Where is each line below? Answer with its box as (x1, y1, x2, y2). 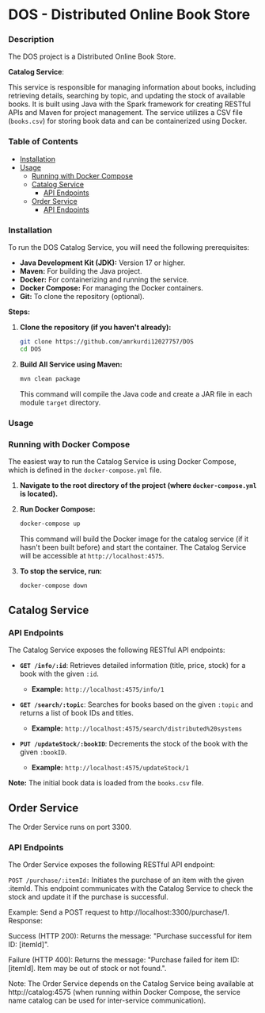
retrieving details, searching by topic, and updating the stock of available (8, 91, 245, 101)
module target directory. (19, 397, 101, 407)
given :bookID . (19, 747, 67, 757)
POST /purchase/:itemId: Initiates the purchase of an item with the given (8, 875, 244, 885)
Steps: (8, 307, 30, 317)
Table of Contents (8, 136, 79, 148)
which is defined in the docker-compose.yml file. (8, 465, 162, 474)
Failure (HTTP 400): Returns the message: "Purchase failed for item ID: (8, 955, 240, 965)
